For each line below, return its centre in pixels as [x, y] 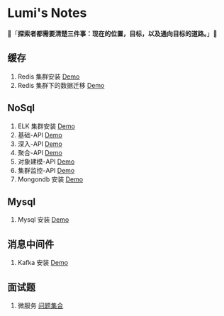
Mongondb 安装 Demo [50, 179]
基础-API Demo [40, 135]
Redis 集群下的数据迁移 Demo [61, 85]
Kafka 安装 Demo [43, 263]
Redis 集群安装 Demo [49, 77]
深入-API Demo [40, 144]
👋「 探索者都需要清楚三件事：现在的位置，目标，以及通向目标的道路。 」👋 [112, 33]
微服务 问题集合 [40, 305]
